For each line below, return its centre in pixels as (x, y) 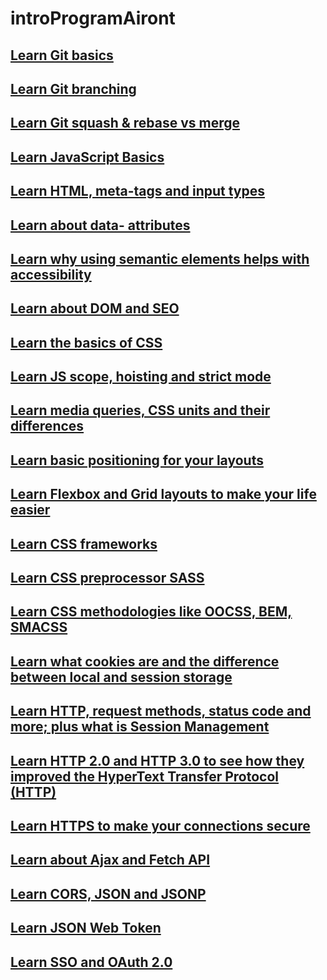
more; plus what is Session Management (140, 727)
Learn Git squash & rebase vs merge (125, 123)
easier (30, 510)
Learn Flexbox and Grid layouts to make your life (163, 494)
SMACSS (39, 627)
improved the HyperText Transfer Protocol (145, 776)
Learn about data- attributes (100, 225)
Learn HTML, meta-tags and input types (138, 191)
